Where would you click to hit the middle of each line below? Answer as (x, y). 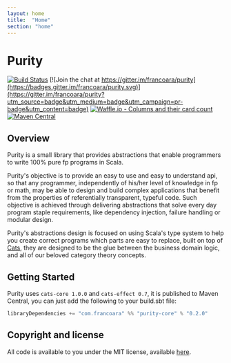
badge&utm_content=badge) (48, 109)
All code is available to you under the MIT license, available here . (99, 352)
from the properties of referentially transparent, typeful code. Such (102, 198)
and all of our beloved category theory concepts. (77, 255)
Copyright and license (56, 335)
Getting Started (41, 277)
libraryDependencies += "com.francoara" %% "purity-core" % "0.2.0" (108, 313)
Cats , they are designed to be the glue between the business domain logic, (113, 248)
